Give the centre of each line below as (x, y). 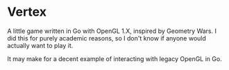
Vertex (27, 12)
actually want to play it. (40, 45)
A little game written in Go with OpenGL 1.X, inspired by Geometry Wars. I (112, 31)
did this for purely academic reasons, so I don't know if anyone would (107, 38)
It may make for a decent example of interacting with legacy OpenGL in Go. (114, 58)
